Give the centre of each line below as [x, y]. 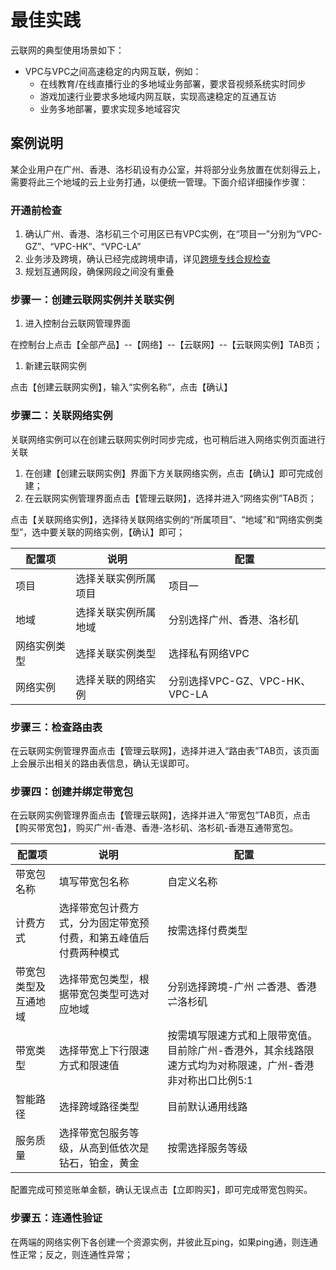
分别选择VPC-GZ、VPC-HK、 [240, 681]
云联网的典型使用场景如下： [67, 50]
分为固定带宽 [109, 923]
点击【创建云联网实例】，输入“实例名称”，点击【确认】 [121, 387]
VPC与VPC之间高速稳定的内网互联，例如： [113, 71]
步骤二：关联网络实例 [61, 416]
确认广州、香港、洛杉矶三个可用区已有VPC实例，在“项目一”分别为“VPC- [173, 234]
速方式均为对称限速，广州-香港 [241, 1066]
